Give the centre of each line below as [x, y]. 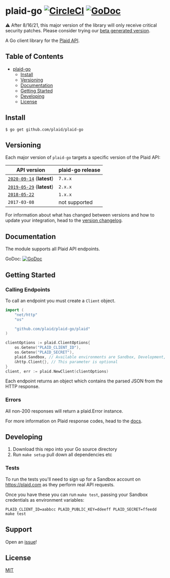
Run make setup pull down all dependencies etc [62, 455]
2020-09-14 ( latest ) [31, 179]
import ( [15, 310]
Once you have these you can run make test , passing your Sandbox [77, 495]
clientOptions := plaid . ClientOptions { [48, 343]
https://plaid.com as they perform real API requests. [60, 484]
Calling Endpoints [28, 289]
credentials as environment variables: [45, 500]
